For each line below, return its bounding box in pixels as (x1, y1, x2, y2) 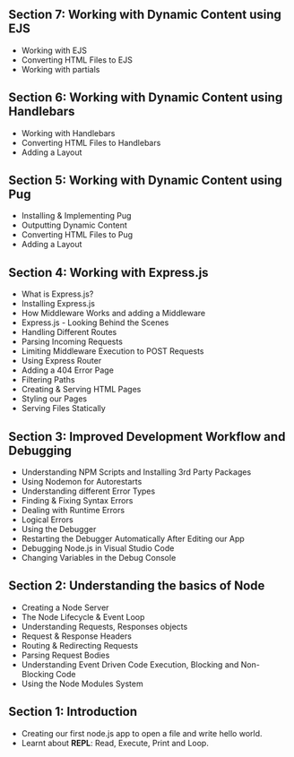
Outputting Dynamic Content (21, 219, 127, 231)
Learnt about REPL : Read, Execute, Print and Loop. (21, 737, 210, 748)
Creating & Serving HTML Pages (21, 384, 142, 395)
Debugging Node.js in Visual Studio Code (21, 543, 175, 554)
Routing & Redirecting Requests (21, 640, 139, 650)
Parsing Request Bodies (21, 649, 110, 660)
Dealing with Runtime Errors (21, 505, 125, 516)
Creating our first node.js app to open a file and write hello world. (21, 727, 263, 738)
